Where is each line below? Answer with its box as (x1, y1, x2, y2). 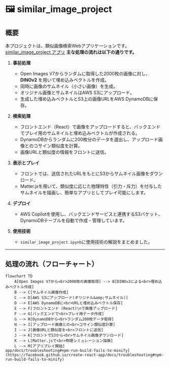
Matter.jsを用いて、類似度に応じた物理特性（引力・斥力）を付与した (20, 183, 162, 189)
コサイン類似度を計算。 (33, 143, 82, 149)
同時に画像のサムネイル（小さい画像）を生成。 (20, 84, 118, 89)
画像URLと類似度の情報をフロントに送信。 (20, 149, 109, 155)
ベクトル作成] (9, 284, 34, 290)
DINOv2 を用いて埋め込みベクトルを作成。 (20, 77, 109, 83)
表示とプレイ (12, 160, 39, 166)
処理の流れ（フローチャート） (5, 260, 99, 268)
